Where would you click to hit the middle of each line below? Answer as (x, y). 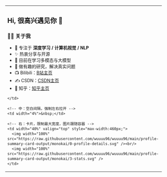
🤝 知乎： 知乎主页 (32, 88)
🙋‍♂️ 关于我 (19, 36)
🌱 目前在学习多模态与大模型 (43, 60)
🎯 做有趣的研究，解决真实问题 (45, 67)
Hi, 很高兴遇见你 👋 (35, 21)
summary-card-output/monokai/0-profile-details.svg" (63, 144)
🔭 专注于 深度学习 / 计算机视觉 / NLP (52, 48)
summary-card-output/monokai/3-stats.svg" (52, 159)
